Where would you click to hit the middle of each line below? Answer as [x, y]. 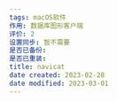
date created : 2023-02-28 [57, 75]
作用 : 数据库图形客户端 [47, 26]
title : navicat [37, 67]
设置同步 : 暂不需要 [40, 42]
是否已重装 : [28, 59]
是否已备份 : [28, 51]
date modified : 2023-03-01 [59, 83]
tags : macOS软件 [38, 17]
